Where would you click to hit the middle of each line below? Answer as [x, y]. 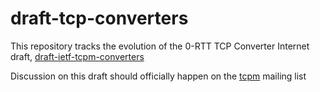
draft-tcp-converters [99, 18]
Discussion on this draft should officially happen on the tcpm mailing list [158, 76]
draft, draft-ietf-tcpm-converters [77, 56]
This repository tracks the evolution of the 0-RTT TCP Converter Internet [160, 46]
